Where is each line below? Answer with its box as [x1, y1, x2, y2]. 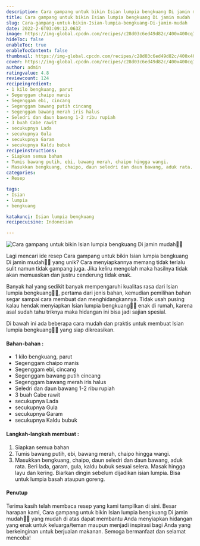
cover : [6, 59, 23, 65]
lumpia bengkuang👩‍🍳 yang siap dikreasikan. [6, 326, 115, 333]
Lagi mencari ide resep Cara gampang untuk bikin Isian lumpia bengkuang [6, 252, 189, 260]
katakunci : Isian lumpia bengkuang [6, 213, 95, 220]
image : [6, 31, 23, 37]
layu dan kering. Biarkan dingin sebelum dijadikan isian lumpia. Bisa [14, 469, 180, 476]
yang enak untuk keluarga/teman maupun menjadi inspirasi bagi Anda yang [6, 521, 191, 529]
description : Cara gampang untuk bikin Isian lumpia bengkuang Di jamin [6, 8, 190, 15]
